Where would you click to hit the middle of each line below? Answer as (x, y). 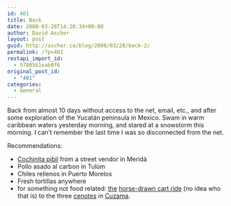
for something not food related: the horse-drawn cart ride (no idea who (119, 189)
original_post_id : (34, 71)
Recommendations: (35, 146)
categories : (24, 84)
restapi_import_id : (35, 59)
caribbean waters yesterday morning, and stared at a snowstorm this (106, 125)
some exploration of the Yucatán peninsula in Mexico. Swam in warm (106, 118)
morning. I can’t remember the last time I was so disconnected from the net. (115, 133)
